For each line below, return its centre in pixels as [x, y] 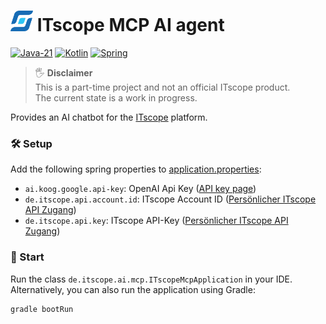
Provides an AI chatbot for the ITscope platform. [109, 117]
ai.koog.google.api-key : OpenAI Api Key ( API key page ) [140, 189]
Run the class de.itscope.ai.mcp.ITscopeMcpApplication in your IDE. [151, 279]
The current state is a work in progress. [116, 98]
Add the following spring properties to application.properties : [136, 169]
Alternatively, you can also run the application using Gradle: [133, 289]
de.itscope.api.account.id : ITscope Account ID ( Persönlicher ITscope [170, 199]
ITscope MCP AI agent [130, 25]
